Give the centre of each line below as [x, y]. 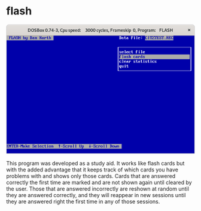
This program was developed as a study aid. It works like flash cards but [95, 163]
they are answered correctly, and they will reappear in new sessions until [96, 195]
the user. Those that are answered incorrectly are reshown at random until [98, 189]
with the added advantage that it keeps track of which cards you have [92, 170]
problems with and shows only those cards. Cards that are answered [91, 176]
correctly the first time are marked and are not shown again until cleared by [99, 182]
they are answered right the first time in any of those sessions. [83, 201]
